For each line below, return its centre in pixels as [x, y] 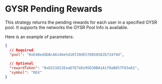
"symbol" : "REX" [26, 73]
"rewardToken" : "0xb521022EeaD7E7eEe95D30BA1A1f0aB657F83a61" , [74, 68]
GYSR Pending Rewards [54, 9]
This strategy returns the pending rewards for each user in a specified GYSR [81, 22]
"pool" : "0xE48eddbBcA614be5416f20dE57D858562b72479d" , [67, 55]
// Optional [22, 64]
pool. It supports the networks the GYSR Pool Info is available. [67, 27]
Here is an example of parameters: [39, 37]
